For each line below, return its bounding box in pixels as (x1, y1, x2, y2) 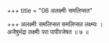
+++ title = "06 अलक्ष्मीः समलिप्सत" (7, 7, 93, 14)
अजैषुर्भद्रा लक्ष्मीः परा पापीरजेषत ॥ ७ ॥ (7, 28, 89, 35)
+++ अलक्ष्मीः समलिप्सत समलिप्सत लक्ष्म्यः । (7, 20, 104, 28)
